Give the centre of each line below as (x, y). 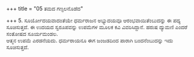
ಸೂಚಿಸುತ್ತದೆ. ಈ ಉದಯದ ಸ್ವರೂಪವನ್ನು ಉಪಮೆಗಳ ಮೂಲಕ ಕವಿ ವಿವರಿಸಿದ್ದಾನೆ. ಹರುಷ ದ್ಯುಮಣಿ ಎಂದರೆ (97, 27)
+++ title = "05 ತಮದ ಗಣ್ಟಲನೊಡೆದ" (45, 9)
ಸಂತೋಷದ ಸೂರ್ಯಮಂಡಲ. (32, 34)
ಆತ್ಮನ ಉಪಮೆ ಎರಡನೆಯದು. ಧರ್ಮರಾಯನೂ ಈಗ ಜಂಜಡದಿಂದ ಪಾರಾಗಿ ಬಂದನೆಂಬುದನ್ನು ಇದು (89, 40)
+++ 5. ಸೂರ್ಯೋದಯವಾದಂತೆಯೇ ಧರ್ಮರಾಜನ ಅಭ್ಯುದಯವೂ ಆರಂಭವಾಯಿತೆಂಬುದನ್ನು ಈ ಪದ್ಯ (94, 20)
